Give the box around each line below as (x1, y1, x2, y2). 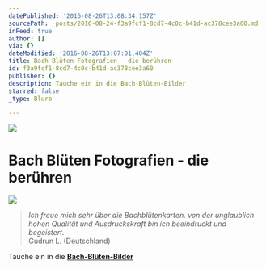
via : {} (8, 42, 35, 50)
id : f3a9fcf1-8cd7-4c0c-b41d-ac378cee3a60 (8, 65, 154, 73)
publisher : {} (8, 72, 57, 80)
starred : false (8, 86, 60, 95)
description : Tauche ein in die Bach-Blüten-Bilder (8, 79, 186, 87)
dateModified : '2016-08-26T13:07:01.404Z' (8, 49, 154, 57)
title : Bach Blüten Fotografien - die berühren (8, 57, 172, 65)
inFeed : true (8, 27, 53, 35)
